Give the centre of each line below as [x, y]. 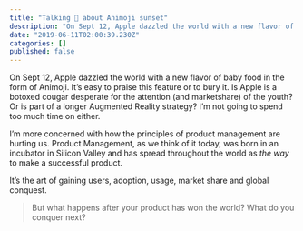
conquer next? [59, 217]
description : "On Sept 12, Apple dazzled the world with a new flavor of [152, 26]
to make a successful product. [66, 163]
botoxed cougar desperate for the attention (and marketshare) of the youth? [151, 97]
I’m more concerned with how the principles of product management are [145, 134]
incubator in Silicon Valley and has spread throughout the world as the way [150, 153]
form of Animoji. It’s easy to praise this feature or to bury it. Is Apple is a [143, 87]
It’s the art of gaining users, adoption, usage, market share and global [139, 181]
